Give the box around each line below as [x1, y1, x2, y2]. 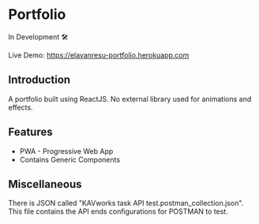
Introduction [8, 73, 71, 87]
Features [8, 125, 53, 139]
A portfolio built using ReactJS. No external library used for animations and [8, 94, 252, 103]
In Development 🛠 [8, 32, 69, 41]
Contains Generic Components [19, 155, 121, 164]
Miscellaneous [8, 177, 82, 191]
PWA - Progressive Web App [19, 146, 114, 155]
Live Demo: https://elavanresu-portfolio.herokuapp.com [8, 50, 190, 60]
